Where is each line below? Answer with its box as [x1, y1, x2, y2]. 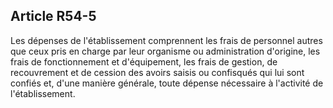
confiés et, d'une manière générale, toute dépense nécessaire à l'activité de [10, 77, 324, 89]
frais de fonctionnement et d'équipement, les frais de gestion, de [10, 55, 278, 68]
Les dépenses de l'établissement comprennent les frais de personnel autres [10, 34, 323, 46]
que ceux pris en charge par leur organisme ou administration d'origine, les [10, 45, 321, 57]
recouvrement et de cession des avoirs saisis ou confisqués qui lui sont [10, 66, 305, 78]
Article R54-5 [10, 8, 97, 25]
